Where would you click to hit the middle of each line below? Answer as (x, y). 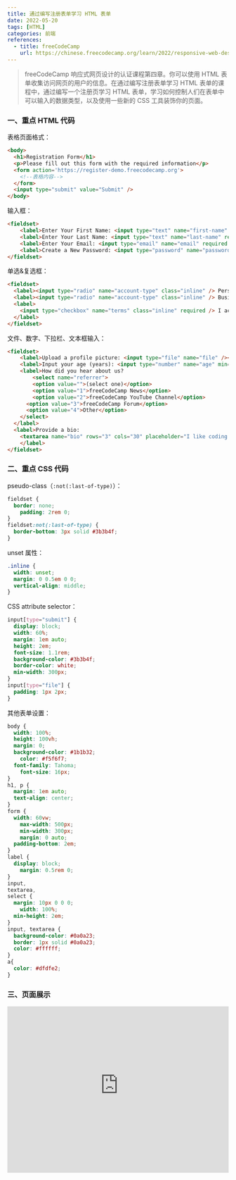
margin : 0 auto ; (44, 838)
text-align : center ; (44, 798)
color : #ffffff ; (37, 949)
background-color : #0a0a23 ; (55, 936)
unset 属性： (26, 552)
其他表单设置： (29, 713)
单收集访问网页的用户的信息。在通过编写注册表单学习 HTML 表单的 (121, 82)
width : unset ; (34, 572)
